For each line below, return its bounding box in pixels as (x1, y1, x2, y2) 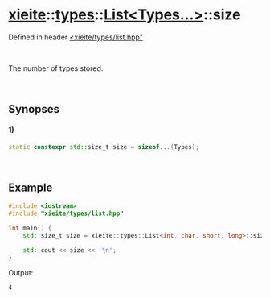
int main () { (8, 224, 52, 232)
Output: (8, 268, 34, 278)
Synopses (8, 102, 60, 116)
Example (8, 180, 53, 194)
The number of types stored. (8, 63, 104, 73)
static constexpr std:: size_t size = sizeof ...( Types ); (8, 143, 199, 151)
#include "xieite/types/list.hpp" (8, 209, 125, 218)
